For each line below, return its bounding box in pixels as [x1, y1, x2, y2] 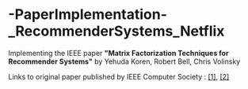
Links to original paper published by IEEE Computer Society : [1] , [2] [8, 72, 230, 81]
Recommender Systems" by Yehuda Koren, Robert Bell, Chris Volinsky [8, 57, 241, 66]
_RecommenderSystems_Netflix [8, 22, 225, 40]
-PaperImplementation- [8, 6, 168, 24]
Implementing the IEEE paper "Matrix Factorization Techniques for [8, 48, 229, 57]
